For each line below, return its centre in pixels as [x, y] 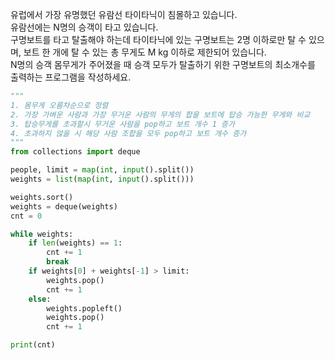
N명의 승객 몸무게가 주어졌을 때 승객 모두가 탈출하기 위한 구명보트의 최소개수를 [163, 64]
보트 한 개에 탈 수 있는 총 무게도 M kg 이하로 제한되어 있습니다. [145, 52]
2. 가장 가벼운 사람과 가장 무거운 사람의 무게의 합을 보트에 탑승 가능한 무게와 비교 [160, 114]
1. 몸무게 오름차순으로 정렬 [59, 105]
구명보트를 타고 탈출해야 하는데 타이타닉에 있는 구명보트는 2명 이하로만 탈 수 [158, 39]
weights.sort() [42, 197]
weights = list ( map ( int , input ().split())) [102, 179]
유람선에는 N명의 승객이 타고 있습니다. [84, 27]
